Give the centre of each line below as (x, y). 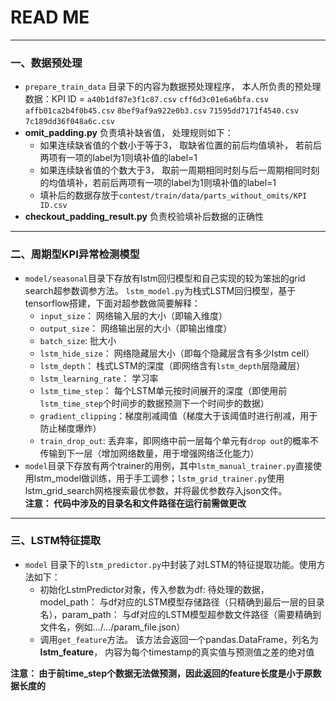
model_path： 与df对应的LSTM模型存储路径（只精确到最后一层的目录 (182, 602)
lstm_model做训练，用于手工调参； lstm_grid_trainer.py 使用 (159, 478)
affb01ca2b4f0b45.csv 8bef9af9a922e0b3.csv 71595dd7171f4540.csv (162, 111)
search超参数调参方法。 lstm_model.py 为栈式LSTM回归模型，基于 (160, 290)
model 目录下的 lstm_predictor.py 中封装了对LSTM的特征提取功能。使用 (170, 564)
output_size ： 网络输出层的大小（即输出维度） (136, 328)
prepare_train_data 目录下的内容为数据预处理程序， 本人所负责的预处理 (173, 87)
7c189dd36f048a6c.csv (69, 122)
